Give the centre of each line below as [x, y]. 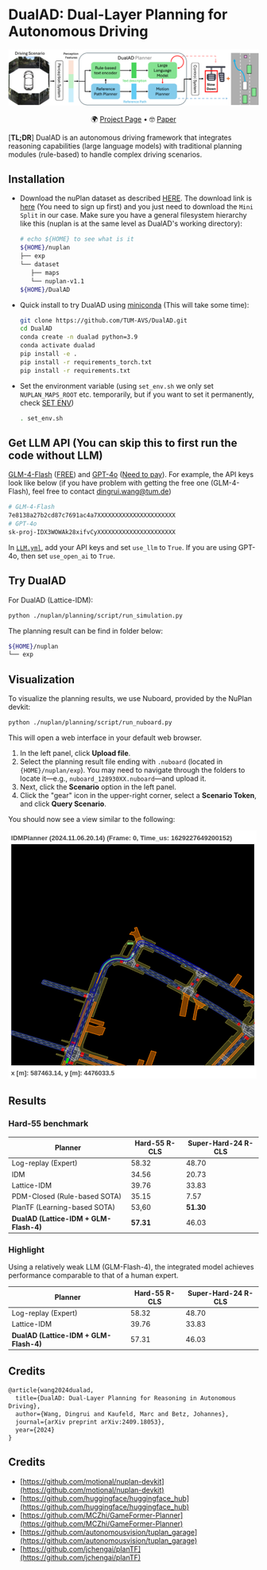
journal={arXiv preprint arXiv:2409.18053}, [90, 1422]
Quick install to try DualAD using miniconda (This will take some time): [134, 304]
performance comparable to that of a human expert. [93, 1275]
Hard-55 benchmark [48, 1124]
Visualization [42, 679]
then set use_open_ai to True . [68, 556]
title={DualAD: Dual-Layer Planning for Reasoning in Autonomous [126, 1398]
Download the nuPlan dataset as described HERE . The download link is [136, 198]
